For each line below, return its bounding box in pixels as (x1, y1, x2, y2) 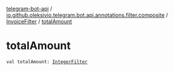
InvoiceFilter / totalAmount (6, 18, 72, 25)
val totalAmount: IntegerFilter (6, 58, 88, 65)
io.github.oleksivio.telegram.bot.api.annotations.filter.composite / (6, 11, 168, 19)
